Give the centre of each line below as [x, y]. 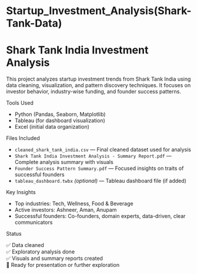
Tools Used [20, 103]
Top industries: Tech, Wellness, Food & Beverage [74, 203]
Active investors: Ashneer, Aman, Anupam [66, 210]
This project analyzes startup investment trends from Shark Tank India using [98, 79]
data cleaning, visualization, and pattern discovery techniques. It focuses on [98, 85]
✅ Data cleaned [25, 245]
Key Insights [21, 192]
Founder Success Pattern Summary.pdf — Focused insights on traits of [99, 168]
